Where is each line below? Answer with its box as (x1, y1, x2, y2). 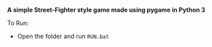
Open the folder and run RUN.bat (17, 32, 109, 40)
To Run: (7, 19, 29, 27)
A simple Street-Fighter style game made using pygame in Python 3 (7, 6, 206, 14)
